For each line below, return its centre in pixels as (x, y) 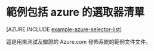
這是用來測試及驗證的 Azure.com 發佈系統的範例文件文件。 (78, 41)
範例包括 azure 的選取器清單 (76, 12)
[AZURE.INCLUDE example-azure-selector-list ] (64, 29)
